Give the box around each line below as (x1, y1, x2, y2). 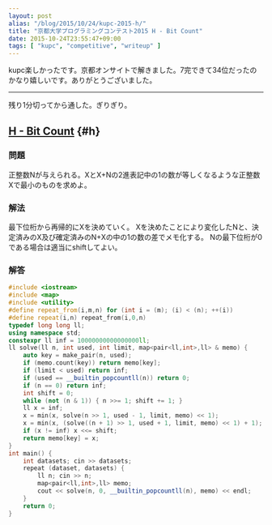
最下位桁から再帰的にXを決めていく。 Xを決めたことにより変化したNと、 (8, 222, 253, 232)
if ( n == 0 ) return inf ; (23, 382, 107, 390)
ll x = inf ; (23, 404, 63, 412)
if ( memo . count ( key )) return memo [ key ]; (23, 359, 161, 367)
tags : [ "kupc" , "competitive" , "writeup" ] (8, 42, 161, 50)
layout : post (8, 11, 53, 20)
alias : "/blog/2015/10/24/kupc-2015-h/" (8, 19, 147, 28)
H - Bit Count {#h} (8, 124, 101, 138)
